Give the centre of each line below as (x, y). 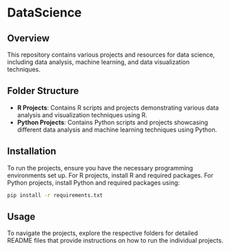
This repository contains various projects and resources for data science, (111, 54)
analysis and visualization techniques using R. (82, 114)
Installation (32, 151)
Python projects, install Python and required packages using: (94, 182)
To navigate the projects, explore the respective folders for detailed (103, 233)
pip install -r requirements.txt (55, 195)
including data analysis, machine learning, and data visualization (98, 62)
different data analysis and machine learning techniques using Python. (117, 130)
